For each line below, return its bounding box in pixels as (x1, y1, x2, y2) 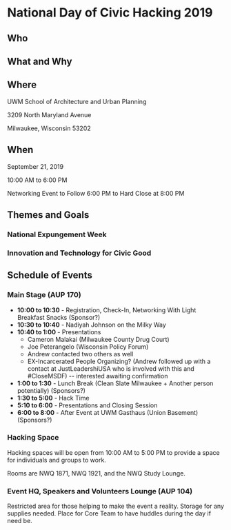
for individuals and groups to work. (7, 456, 107, 464)
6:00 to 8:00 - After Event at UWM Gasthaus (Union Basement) (17, 408, 199, 416)
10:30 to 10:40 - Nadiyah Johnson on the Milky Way (17, 320, 167, 329)
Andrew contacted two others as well (27, 349, 134, 358)
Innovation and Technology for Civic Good (7, 248, 152, 258)
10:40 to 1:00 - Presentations (17, 327, 101, 336)
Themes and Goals (7, 209, 90, 221)
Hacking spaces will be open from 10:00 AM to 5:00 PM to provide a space (7, 448, 220, 456)
